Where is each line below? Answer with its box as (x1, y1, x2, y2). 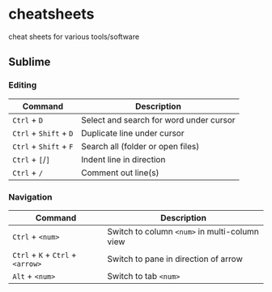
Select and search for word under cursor (80, 114, 236, 126)
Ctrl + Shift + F (12, 140, 74, 152)
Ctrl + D (12, 114, 43, 126)
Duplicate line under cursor (80, 127, 185, 139)
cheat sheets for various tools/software (8, 32, 140, 41)
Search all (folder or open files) (80, 140, 200, 152)
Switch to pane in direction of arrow (107, 253, 243, 264)
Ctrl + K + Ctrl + (12, 249, 77, 260)
